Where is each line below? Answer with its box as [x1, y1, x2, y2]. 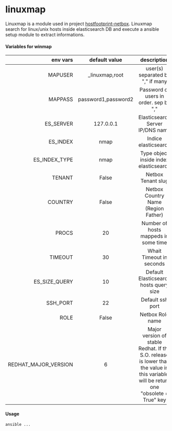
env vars [51, 57, 73, 64]
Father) [145, 212, 164, 219]
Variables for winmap [5, 43, 52, 49]
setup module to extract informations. [5, 31, 85, 38]
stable [147, 339, 162, 346]
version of [142, 332, 167, 340]
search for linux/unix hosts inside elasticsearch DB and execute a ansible [5, 26, 160, 32]
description [140, 57, 169, 64]
